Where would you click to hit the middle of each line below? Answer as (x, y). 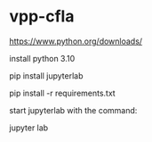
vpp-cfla (42, 17)
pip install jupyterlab (46, 75)
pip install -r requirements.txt (62, 93)
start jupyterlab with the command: (73, 110)
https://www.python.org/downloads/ (76, 41)
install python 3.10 (42, 58)
